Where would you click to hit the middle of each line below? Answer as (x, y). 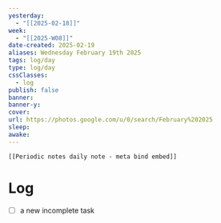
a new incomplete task (57, 210)
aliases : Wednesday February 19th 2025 (75, 53)
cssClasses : (28, 75)
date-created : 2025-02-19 (51, 46)
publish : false (34, 90)
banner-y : (25, 105)
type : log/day (32, 68)
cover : (19, 113)
